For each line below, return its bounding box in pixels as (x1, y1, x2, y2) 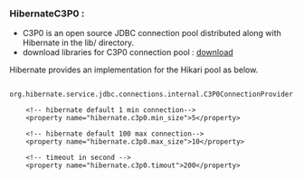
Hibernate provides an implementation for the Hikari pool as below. (9, 64, 259, 75)
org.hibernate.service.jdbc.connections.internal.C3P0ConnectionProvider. (9, 89, 298, 99)
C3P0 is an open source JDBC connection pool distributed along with (22, 28, 282, 39)
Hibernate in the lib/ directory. (22, 37, 135, 48)
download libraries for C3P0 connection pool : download (22, 47, 233, 58)
